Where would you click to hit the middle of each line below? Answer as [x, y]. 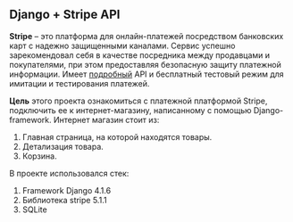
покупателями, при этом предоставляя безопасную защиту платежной [145, 64]
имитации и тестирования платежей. [80, 83]
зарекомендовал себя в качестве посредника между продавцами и [140, 55]
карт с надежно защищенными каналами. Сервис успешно [122, 45]
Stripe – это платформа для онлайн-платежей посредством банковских [146, 36]
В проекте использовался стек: [69, 173]
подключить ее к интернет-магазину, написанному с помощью [130, 110]
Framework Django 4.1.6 [67, 190]
